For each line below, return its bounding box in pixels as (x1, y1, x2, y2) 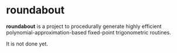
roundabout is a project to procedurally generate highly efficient (6, 23, 162, 30)
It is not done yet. (6, 40, 49, 47)
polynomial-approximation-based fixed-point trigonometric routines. (6, 29, 171, 36)
